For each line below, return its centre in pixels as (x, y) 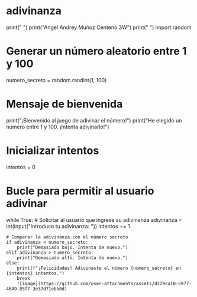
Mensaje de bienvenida (64, 104)
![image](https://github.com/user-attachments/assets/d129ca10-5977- (104, 283)
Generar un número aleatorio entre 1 (96, 51)
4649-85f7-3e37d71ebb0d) (37, 289)
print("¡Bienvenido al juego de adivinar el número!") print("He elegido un (94, 120)
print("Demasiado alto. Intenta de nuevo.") (72, 258)
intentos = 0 (21, 167)
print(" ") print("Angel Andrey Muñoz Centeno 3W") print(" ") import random (99, 27)
